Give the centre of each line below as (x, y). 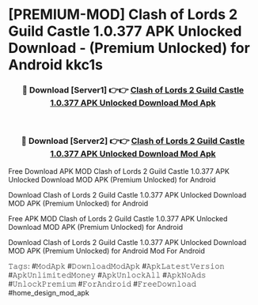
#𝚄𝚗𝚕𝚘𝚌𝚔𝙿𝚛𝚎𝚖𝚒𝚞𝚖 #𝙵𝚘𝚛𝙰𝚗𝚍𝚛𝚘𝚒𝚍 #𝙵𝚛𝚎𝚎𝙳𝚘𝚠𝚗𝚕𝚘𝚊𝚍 (102, 284)
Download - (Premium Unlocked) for (129, 48)
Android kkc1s (55, 65)
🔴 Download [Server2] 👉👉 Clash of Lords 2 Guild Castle (133, 141)
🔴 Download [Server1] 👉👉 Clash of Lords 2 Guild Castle (133, 90)
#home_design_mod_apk (49, 292)
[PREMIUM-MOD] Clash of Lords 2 (123, 15)
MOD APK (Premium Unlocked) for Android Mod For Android (107, 250)
